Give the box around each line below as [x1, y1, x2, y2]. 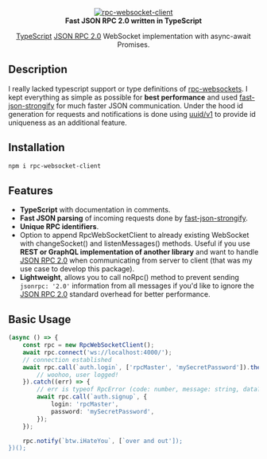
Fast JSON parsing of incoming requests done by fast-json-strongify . [19, 213, 249, 223]
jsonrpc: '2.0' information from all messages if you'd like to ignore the [19, 281, 254, 290]
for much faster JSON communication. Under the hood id [56, 100, 244, 111]
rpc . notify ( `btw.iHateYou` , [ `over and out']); [22, 437, 183, 445]
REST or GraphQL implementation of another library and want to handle [19, 247, 259, 257]
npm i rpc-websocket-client [8, 161, 102, 170]
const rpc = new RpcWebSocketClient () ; [22, 341, 155, 349]
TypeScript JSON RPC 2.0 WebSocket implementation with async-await [15, 32, 252, 41]
